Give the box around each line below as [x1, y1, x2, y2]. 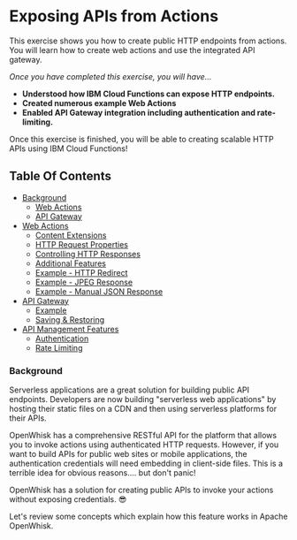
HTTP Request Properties [34, 239, 128, 249]
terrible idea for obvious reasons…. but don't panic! [9, 468, 196, 478]
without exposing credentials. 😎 [9, 494, 127, 505]
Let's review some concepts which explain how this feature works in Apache [9, 511, 288, 522]
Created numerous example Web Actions [21, 97, 177, 108]
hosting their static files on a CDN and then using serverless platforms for [9, 404, 277, 415]
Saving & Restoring [34, 314, 105, 324]
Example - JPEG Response [34, 277, 133, 287]
